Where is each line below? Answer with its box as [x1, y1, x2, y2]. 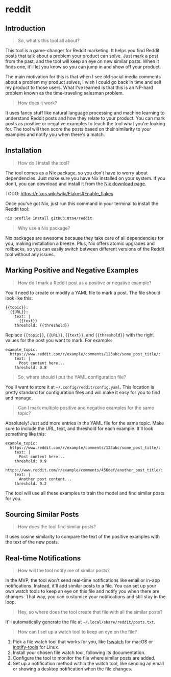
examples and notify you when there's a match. [5, 131, 105, 138]
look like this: [5, 295, 33, 301]
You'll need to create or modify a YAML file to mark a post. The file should [5, 289, 161, 296]
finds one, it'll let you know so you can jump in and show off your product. [5, 64, 161, 70]
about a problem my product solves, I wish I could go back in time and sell [5, 79, 161, 85]
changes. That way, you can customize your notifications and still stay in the [5, 594, 166, 600]
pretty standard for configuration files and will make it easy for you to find [5, 389, 160, 395]
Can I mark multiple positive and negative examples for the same [17, 404, 154, 411]
